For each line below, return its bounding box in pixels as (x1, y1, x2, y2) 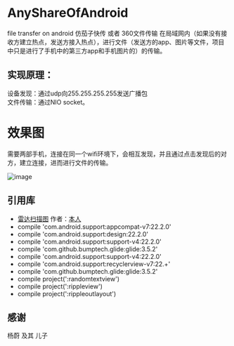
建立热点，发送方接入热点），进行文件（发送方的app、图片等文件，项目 (19, 37, 225, 46)
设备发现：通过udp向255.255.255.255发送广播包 (7, 89, 148, 98)
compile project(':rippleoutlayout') (17, 289, 117, 298)
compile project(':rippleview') (17, 282, 103, 291)
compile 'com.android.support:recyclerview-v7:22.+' (17, 260, 171, 268)
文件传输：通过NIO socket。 (7, 98, 89, 106)
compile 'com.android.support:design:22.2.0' (17, 229, 149, 238)
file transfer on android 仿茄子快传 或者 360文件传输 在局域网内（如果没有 (7, 29, 221, 37)
